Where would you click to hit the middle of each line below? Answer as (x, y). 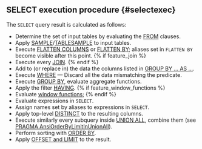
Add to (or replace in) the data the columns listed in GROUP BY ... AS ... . (105, 68)
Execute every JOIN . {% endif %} (57, 62)
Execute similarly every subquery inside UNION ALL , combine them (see (106, 120)
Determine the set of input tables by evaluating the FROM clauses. (98, 36)
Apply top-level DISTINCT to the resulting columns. (79, 113)
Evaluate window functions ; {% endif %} (66, 94)
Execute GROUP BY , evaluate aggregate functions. (78, 81)
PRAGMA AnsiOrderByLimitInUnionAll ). (64, 126)
